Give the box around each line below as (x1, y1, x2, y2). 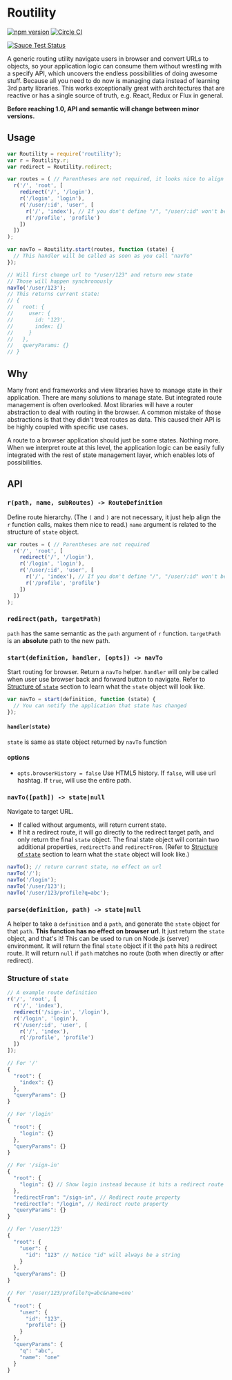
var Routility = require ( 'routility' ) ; (7, 150, 122, 157)
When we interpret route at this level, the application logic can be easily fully (7, 443, 224, 451)
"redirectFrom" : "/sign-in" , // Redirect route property (13, 1194, 181, 1201)
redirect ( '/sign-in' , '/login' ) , (13, 1008, 110, 1016)
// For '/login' (7, 1111, 54, 1118)
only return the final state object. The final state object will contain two (17, 835, 220, 844)
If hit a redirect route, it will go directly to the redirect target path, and (17, 828, 214, 837)
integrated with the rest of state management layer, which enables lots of (7, 451, 215, 459)
